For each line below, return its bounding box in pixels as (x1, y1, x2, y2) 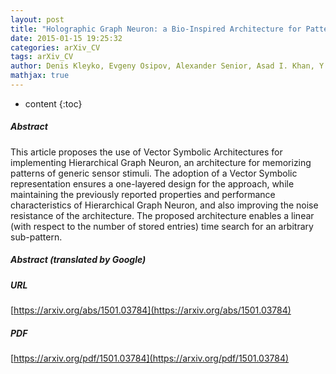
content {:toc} (24, 97, 83, 110)
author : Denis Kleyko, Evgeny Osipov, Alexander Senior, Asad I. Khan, (10, 61, 315, 71)
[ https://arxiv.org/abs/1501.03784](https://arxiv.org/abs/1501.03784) (10, 304, 292, 316)
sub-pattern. (10, 231, 63, 243)
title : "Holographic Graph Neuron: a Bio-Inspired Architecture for (10, 24, 302, 34)
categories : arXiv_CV (10, 42, 101, 53)
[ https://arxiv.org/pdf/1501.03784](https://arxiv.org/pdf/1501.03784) (10, 352, 290, 365)
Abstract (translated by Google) (10, 254, 147, 266)
